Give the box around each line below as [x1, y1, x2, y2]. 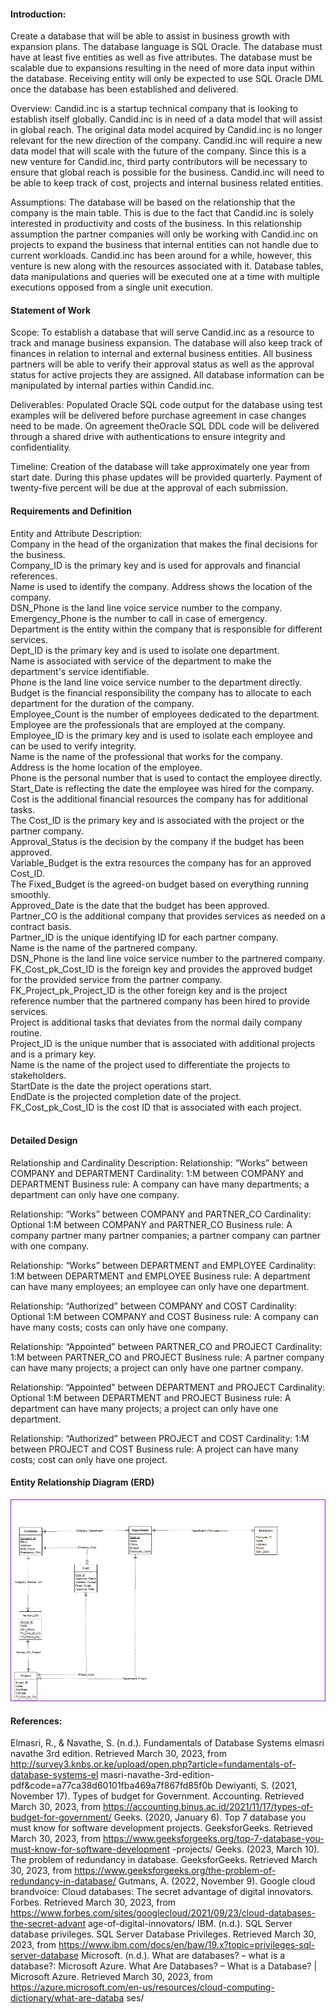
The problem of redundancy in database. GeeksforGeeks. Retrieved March [10, 1854, 318, 1866]
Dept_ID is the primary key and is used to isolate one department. [10, 644, 280, 656]
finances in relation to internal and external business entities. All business [10, 348, 313, 360]
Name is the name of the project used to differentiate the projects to [10, 1058, 291, 1070]
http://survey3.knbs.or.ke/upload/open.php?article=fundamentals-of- [10, 1758, 297, 1770]
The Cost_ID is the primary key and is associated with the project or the [10, 814, 305, 826]
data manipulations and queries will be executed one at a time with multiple [10, 271, 320, 283]
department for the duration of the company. [10, 697, 195, 709]
